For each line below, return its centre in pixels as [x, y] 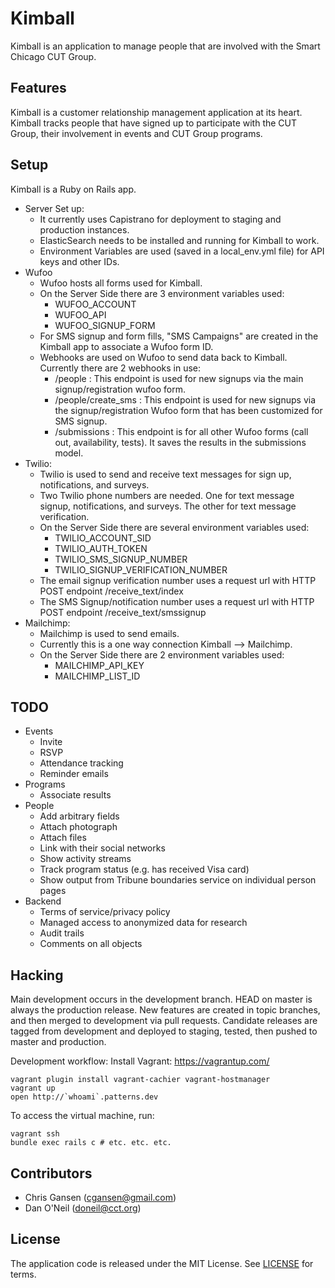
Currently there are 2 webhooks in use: [120, 368]
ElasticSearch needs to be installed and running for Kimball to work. [179, 240]
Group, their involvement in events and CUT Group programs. [136, 133]
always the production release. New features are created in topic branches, [165, 1010]
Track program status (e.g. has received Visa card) [144, 869]
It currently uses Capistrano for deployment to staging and [160, 219]
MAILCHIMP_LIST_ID [97, 676]
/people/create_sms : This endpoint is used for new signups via [185, 399]
